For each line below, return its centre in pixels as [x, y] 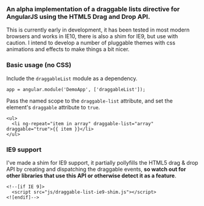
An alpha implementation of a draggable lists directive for [93, 9]
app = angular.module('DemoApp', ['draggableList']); [76, 89]
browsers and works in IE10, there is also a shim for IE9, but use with [92, 36]
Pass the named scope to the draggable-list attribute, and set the [90, 101]
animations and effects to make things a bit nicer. [68, 49]
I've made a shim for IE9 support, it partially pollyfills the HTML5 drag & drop [102, 162]
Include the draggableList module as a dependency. [72, 78]
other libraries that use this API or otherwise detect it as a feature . [91, 176]
